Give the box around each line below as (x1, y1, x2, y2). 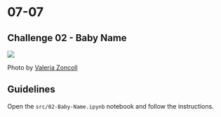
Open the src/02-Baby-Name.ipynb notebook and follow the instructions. (7, 102, 214, 110)
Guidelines (7, 84, 55, 95)
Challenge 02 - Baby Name (7, 32, 128, 44)
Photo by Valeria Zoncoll (7, 63, 79, 72)
